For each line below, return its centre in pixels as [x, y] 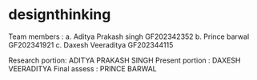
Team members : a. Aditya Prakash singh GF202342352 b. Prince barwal [129, 36]
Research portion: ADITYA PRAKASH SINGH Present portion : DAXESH [124, 60]
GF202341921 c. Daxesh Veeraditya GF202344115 [91, 44]
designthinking [60, 15]
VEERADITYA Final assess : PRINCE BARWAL [83, 68]
